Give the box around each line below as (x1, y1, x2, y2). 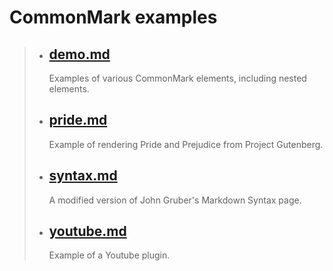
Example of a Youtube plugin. (48, 249, 171, 261)
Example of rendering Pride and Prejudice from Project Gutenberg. (48, 138, 324, 150)
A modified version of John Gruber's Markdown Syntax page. (48, 194, 302, 206)
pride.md (48, 112, 108, 129)
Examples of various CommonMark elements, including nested (48, 72, 307, 84)
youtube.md (48, 223, 127, 240)
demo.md (48, 46, 111, 63)
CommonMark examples (9, 6, 218, 29)
